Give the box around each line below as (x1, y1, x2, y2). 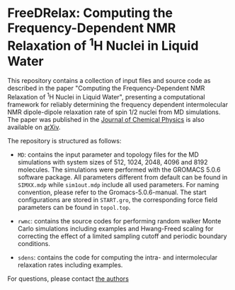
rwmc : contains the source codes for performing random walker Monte (17, 216, 222, 225)
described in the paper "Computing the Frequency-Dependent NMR (7, 84, 205, 93)
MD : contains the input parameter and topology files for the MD (17, 150, 200, 159)
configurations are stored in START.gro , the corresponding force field (17, 195, 218, 203)
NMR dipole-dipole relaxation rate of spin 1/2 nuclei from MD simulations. (7, 108, 221, 116)
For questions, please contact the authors (7, 274, 130, 283)
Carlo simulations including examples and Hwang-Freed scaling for (17, 224, 214, 233)
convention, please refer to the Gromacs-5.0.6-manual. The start (17, 188, 207, 196)
